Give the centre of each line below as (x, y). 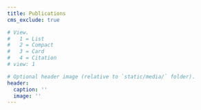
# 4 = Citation (32, 58)
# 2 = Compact (30, 45)
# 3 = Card (26, 52)
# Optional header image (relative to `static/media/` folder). (101, 76)
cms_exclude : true (33, 20)
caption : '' (31, 89)
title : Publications (37, 13)
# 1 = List (26, 38)
